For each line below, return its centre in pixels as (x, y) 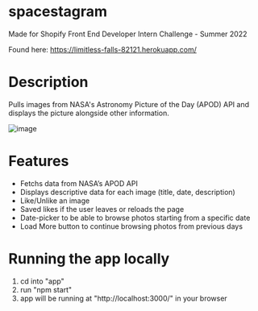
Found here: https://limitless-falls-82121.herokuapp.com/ (103, 49)
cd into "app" (42, 281)
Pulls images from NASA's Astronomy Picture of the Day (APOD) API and (129, 104)
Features (39, 162)
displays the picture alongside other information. (89, 113)
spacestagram (58, 12)
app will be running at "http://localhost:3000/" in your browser (123, 298)
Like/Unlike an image (55, 201)
